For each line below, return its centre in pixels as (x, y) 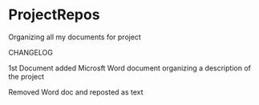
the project (26, 76)
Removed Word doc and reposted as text (76, 92)
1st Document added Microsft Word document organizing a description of (129, 68)
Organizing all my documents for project (75, 37)
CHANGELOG (31, 52)
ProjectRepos (54, 15)
